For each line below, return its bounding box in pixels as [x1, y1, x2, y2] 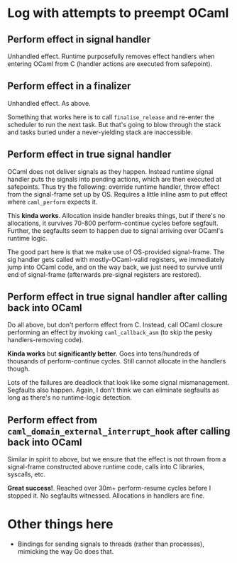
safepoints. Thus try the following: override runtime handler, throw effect [7, 182, 220, 191]
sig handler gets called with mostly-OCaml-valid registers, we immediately [7, 255, 225, 263]
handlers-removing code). [7, 336, 84, 344]
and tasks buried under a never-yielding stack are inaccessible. [7, 128, 193, 136]
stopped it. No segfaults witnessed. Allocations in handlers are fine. [7, 491, 205, 500]
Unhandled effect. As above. [7, 99, 91, 107]
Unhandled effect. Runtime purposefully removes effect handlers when [7, 52, 215, 60]
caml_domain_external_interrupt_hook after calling [7, 425, 231, 437]
